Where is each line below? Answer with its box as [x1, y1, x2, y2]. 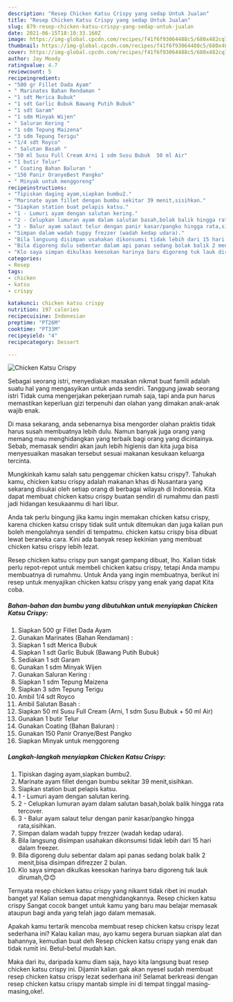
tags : [8, 268, 24, 275]
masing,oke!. [8, 987, 44, 996]
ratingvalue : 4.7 [8, 62, 58, 69]
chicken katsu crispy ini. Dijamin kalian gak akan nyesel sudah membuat [8, 965, 214, 974]
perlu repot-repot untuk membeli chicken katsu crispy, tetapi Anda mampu [8, 563, 220, 572]
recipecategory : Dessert [8, 338, 80, 345]
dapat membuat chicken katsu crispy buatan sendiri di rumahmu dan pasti [8, 492, 219, 501]
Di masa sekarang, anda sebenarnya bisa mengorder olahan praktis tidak [8, 420, 216, 429]
